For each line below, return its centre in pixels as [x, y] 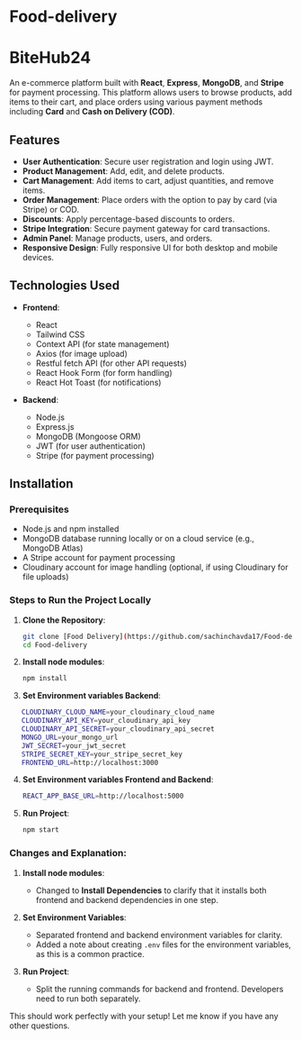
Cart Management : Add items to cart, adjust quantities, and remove [148, 180]
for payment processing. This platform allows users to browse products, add [151, 93]
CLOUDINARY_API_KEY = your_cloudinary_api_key [106, 721]
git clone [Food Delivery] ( [75, 636]
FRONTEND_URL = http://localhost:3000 [90, 762]
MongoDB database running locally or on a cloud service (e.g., [138, 539]
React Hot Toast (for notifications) [98, 382]
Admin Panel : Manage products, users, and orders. [117, 238]
